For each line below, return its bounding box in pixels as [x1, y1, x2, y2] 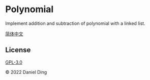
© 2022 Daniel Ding [5, 69, 47, 75]
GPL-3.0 [5, 59, 23, 65]
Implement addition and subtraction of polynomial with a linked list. [5, 20, 146, 26]
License [5, 46, 31, 54]
